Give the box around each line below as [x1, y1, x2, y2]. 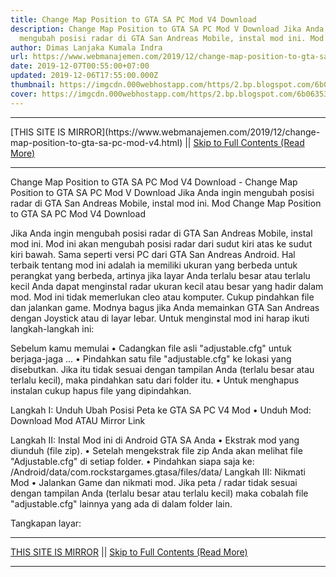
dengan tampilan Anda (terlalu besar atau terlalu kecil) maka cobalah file [10, 487, 309, 499]
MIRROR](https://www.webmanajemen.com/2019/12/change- [68, 126, 321, 138]
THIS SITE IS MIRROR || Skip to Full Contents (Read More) [10, 546, 248, 558]
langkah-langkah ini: [10, 322, 95, 335]
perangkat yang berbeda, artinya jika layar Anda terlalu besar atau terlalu [10, 269, 311, 281]
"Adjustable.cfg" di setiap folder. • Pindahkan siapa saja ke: [10, 455, 255, 467]
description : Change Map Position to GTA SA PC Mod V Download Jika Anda [10, 24, 325, 34]
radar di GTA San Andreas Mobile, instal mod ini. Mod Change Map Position [10, 197, 322, 209]
